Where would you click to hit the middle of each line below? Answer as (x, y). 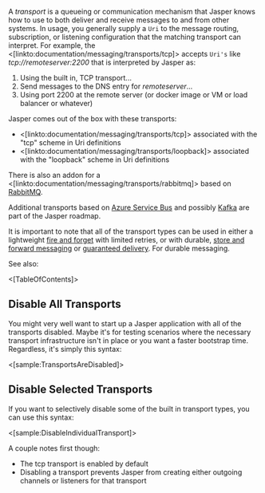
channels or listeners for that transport (83, 480)
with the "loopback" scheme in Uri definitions (95, 160)
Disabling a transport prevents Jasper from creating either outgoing (131, 472)
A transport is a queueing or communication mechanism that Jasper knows (132, 12)
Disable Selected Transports (81, 390)
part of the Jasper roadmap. (55, 216)
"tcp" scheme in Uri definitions (70, 142)
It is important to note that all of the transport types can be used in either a (131, 231)
